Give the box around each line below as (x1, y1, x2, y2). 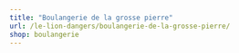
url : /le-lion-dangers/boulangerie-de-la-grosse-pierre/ (9, 22, 231, 31)
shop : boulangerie (9, 30, 79, 39)
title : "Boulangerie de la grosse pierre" (9, 13, 173, 22)
